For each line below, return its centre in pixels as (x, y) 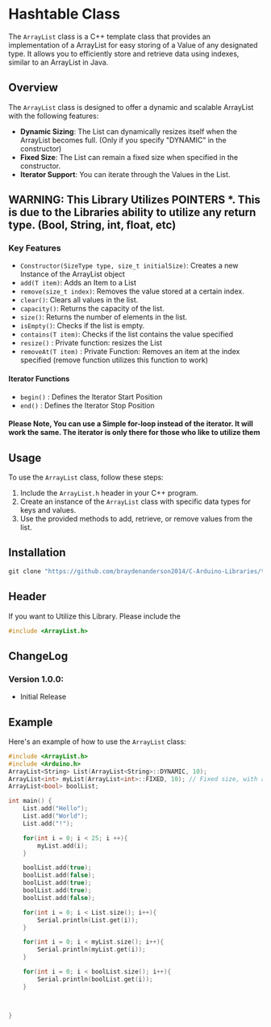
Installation (37, 553)
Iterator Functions (39, 379)
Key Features (35, 248)
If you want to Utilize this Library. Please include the (95, 616)
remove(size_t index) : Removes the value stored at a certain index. (132, 291)
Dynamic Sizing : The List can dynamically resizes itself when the (129, 131)
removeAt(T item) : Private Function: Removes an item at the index (130, 352)
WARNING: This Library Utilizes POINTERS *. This (134, 200)
